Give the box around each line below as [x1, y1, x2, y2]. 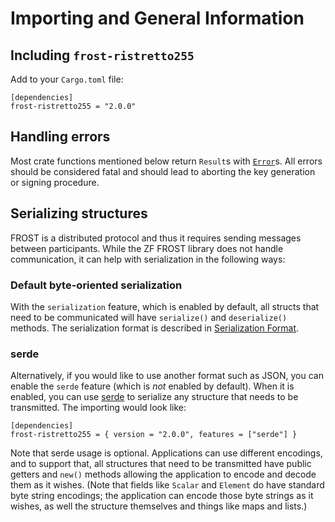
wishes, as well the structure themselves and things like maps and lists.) [10, 500, 308, 512]
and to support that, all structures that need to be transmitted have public [10, 458, 312, 470]
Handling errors [10, 128, 111, 146]
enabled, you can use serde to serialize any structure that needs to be [10, 391, 299, 403]
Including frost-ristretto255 [10, 47, 195, 64]
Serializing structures [10, 205, 148, 222]
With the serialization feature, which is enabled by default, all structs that [10, 300, 320, 312]
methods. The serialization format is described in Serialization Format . [10, 322, 300, 334]
